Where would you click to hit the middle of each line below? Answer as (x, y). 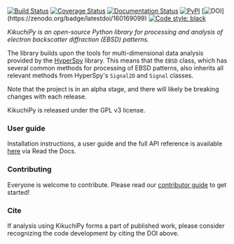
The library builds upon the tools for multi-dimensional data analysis (105, 53)
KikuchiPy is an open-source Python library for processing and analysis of (115, 32)
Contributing (29, 169)
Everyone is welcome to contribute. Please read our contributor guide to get (117, 185)
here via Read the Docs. (42, 151)
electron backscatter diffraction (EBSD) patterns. (78, 39)
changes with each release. (47, 96)
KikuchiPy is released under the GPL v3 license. (76, 110)
